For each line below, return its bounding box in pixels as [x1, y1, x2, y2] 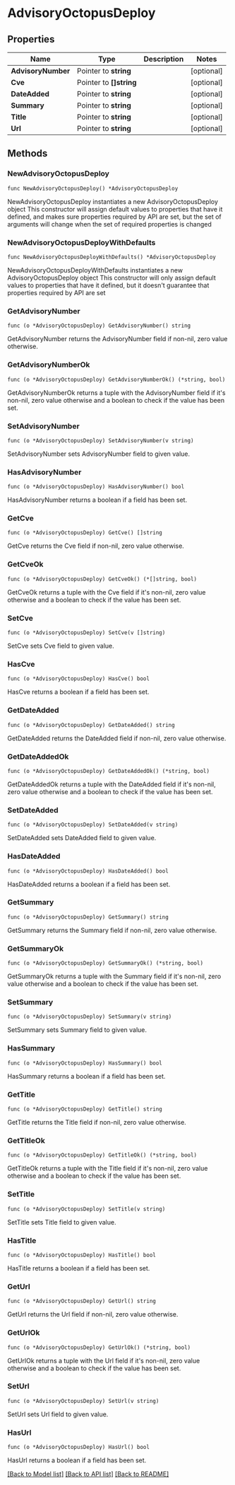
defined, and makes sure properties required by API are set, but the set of [7, 212, 222, 221]
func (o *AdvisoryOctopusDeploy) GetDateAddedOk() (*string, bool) [7, 767, 210, 774]
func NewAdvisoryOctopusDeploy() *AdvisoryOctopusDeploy [7, 185, 179, 192]
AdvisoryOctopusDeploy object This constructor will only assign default [7, 273, 217, 282]
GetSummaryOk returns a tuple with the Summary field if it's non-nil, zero [7, 972, 222, 981]
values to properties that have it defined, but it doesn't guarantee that [7, 281, 210, 289]
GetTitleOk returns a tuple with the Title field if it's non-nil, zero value [7, 1164, 208, 1173]
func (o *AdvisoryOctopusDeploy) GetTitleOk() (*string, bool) [7, 1152, 198, 1159]
